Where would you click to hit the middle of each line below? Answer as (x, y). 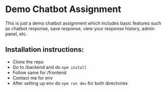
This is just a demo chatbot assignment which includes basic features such (83, 23)
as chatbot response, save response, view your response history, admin (80, 28)
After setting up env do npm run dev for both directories (70, 83)
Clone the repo (28, 62)
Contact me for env (33, 78)
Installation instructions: (45, 50)
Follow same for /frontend (39, 72)
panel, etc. (16, 34)
